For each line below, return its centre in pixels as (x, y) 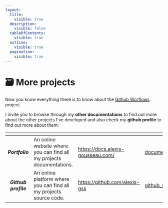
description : (23, 24)
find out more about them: (32, 125)
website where (51, 146)
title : (16, 15)
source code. (49, 198)
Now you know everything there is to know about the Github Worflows (77, 99)
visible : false (30, 29)
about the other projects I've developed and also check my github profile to (83, 120)
